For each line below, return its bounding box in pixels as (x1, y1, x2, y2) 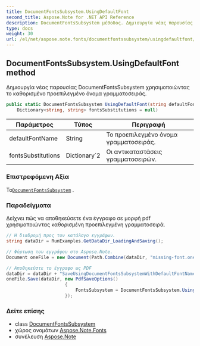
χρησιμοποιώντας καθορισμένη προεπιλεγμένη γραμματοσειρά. (6, 221, 165, 228)
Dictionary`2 (65, 151, 101, 160)
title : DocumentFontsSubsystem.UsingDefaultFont (6, 8, 129, 15)
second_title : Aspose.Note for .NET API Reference (6, 14, 135, 20)
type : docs (6, 25, 33, 32)
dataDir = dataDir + (6, 270, 58, 277)
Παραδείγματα (6, 201, 52, 209)
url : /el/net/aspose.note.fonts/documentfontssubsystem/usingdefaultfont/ (6, 36, 196, 42)
